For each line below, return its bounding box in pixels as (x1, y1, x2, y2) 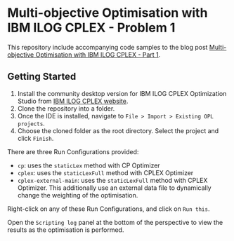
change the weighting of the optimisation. (17, 191, 138, 199)
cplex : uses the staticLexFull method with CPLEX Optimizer (17, 168, 194, 177)
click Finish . (17, 134, 54, 142)
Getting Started (7, 71, 77, 83)
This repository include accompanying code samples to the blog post (7, 43, 208, 51)
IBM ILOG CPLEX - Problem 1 (7, 20, 176, 36)
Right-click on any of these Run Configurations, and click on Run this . (7, 205, 210, 213)
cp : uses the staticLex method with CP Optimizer (17, 161, 160, 170)
